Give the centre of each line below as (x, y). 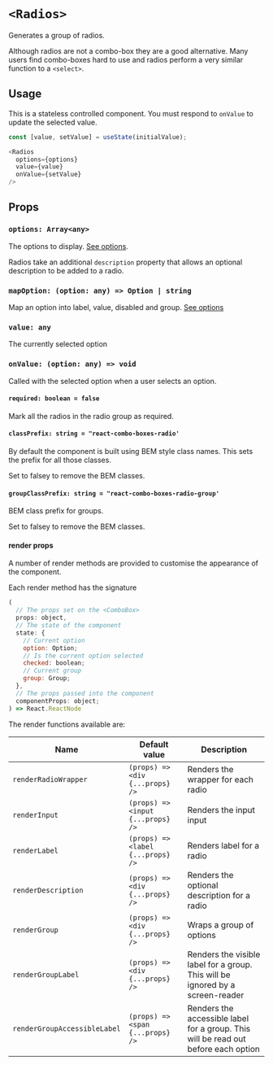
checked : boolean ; (54, 663)
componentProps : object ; (58, 701)
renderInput (36, 815)
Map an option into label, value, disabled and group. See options (116, 307)
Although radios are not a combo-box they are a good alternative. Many (128, 50)
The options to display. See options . (68, 246)
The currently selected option (58, 344)
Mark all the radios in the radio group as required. (91, 416)
